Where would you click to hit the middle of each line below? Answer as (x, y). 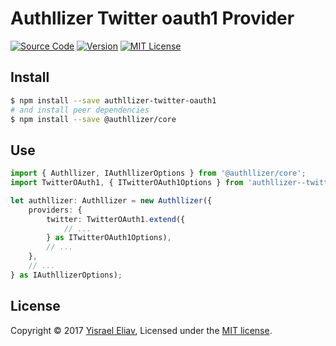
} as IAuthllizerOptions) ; (66, 275)
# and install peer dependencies (80, 110)
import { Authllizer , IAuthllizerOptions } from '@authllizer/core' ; (158, 173)
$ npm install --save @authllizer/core (93, 119)
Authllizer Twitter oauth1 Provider (152, 18)
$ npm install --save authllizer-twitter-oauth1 (113, 100)
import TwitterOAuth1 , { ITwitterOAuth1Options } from (127, 183)
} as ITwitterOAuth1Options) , (109, 238)
